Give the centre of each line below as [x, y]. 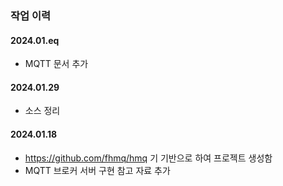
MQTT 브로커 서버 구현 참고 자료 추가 [97, 170]
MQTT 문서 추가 [56, 64]
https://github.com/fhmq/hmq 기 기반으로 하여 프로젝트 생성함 [148, 158]
